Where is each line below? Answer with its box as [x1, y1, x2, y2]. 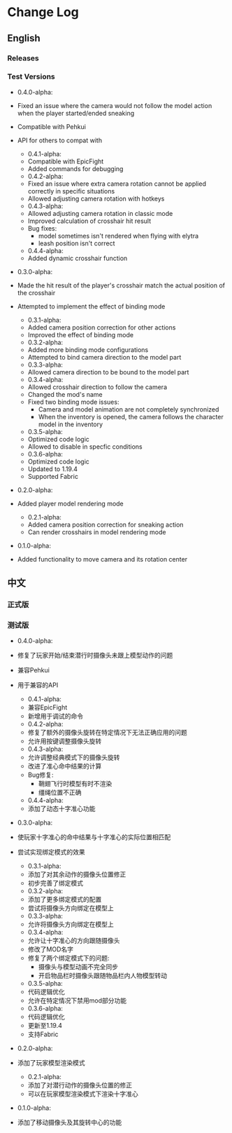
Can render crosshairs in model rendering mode [27, 527, 166, 536]
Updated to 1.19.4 [27, 464, 78, 473]
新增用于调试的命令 [27, 712, 84, 721]
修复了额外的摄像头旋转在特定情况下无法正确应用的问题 [27, 728, 187, 737]
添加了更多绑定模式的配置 [27, 895, 102, 904]
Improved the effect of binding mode [27, 330, 134, 339]
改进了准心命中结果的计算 [27, 762, 102, 771]
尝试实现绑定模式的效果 [17, 848, 85, 856]
